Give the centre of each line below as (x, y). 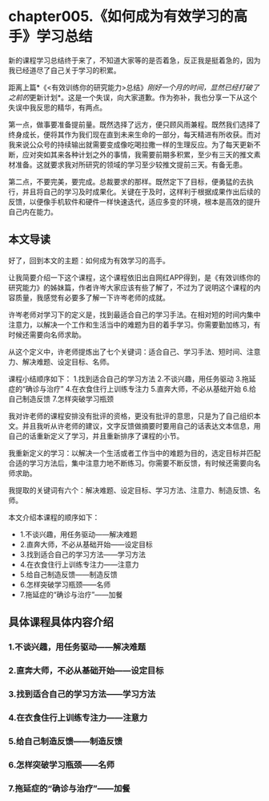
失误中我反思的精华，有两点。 (57, 107)
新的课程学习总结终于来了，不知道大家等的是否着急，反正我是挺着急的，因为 (134, 60)
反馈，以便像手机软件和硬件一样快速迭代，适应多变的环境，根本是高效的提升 (134, 201)
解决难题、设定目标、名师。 (68, 361)
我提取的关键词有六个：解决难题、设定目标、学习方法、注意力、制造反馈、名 (134, 490)
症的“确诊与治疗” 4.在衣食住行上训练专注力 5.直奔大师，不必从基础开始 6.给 (132, 388)
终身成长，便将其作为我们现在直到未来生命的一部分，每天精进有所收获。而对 (134, 134)
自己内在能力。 (33, 211)
